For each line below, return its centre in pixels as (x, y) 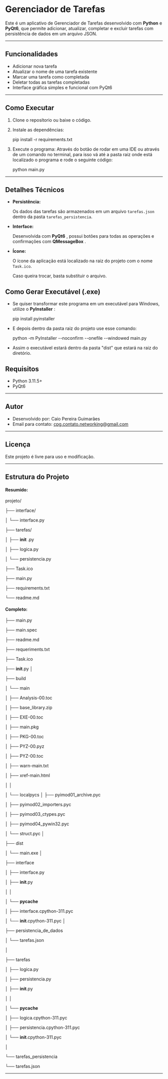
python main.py (28, 169)
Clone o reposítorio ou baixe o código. (52, 120)
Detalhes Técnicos (35, 189)
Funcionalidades (32, 54)
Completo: (16, 609)
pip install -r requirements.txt (42, 139)
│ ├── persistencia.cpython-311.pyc (42, 1027)
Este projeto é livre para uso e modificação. (50, 456)
